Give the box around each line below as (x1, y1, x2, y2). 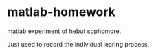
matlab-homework (7, 4, 115, 20)
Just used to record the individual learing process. (7, 40, 150, 48)
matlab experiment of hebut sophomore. (7, 27, 122, 35)
